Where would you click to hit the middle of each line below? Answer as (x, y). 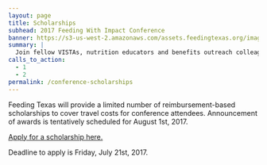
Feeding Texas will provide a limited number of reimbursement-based (122, 105)
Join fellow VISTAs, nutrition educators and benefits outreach (124, 52)
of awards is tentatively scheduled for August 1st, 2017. (98, 121)
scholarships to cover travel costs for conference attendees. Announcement (133, 113)
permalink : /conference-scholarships (71, 82)
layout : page (30, 15)
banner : (21, 38)
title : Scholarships (43, 23)
